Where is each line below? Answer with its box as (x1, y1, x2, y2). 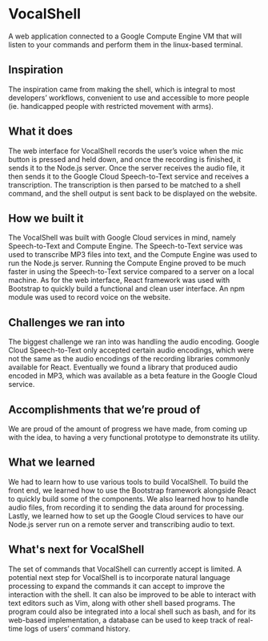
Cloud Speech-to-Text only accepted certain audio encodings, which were (8, 345, 254, 355)
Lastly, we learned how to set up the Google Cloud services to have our (8, 510, 244, 521)
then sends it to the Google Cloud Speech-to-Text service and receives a (8, 171, 250, 181)
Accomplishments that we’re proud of (8, 402, 201, 417)
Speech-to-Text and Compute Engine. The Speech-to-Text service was (8, 241, 243, 251)
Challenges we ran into (8, 316, 126, 329)
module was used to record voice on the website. (8, 292, 171, 302)
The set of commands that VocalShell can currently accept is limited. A (8, 564, 242, 574)
